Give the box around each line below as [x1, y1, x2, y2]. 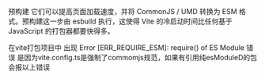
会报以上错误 [8, 63, 50, 72]
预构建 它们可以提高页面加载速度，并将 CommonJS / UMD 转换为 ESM [8, 7, 237, 16]
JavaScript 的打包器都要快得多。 [8, 27, 115, 35]
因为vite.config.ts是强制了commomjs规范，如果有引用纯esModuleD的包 [23, 53, 257, 62]
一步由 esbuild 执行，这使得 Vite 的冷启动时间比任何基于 [49, 16, 233, 26]
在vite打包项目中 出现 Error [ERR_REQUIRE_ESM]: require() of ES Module [8, 43, 245, 52]
